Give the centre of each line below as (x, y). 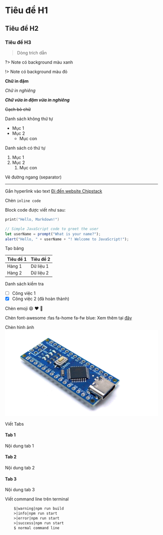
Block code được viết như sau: (35, 210)
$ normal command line (37, 528)
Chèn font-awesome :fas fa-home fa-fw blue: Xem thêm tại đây (69, 318)
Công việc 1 (24, 293)
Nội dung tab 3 (20, 490)
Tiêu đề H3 (18, 42)
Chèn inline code (23, 200)
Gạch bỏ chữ (18, 109)
